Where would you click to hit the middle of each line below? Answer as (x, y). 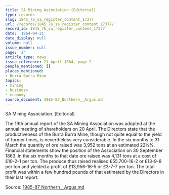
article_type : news (26, 57)
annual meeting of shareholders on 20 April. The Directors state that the (80, 129)
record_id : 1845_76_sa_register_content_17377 (55, 29)
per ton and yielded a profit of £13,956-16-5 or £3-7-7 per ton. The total (80, 167)
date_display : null (26, 38)
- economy (16, 95)
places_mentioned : (25, 71)
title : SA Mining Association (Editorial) (51, 10)
